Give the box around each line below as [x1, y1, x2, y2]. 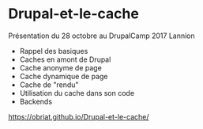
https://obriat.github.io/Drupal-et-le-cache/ [8, 112, 149, 121]
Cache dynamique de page [19, 71, 108, 81]
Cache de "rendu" [19, 80, 79, 89]
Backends [19, 97, 53, 106]
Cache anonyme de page [19, 63, 103, 72]
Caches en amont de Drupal [19, 55, 111, 64]
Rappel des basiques [19, 46, 88, 55]
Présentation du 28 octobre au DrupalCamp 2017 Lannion [8, 31, 195, 40]
